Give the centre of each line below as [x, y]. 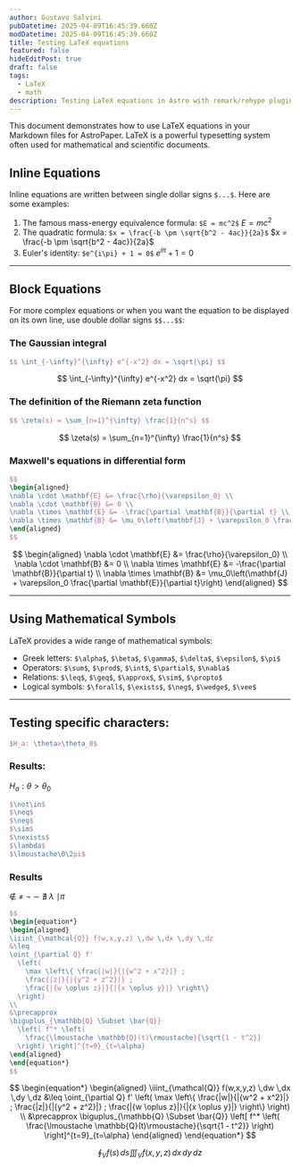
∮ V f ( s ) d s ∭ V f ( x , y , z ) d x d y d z [150, 1154]
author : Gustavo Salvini [55, 17]
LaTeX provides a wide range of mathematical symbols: [111, 640]
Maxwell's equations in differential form [97, 461]
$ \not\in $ [28, 804]
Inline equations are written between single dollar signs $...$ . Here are [140, 195]
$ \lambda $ [28, 846]
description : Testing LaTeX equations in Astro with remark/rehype [137, 100]
